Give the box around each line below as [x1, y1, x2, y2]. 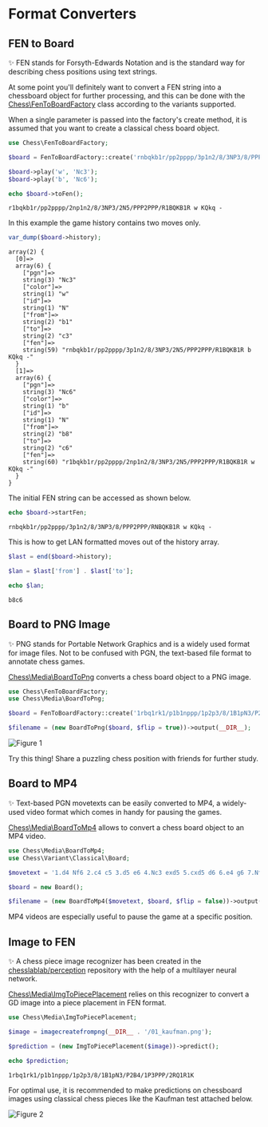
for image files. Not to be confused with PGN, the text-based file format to [8, 648, 252, 657]
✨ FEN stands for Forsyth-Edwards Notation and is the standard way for [8, 58, 246, 67]
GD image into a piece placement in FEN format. [8, 998, 167, 1008]
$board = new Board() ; [8, 883, 84, 891]
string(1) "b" [22, 402, 69, 411]
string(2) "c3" [22, 332, 73, 340]
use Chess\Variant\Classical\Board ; [8, 854, 130, 862]
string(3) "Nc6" [22, 388, 77, 396]
